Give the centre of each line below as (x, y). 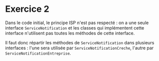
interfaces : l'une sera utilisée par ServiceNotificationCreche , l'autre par (79, 48)
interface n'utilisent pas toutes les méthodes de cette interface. (70, 33)
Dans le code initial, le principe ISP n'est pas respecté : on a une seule (77, 23)
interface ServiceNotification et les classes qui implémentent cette (75, 28)
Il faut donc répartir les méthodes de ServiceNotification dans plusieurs (80, 42)
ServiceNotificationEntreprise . (38, 53)
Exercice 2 (27, 9)
